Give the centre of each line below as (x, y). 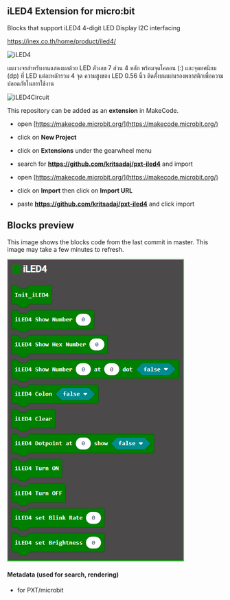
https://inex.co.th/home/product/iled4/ (62, 41)
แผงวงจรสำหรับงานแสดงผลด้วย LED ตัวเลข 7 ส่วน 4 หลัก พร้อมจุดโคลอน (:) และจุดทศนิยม (112, 67)
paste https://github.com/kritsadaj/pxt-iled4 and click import (106, 204)
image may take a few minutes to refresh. (66, 249)
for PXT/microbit (40, 590)
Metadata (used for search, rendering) (63, 575)
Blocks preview (41, 225)
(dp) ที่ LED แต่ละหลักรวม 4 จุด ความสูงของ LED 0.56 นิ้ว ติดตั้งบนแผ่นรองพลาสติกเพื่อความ (115, 76)
